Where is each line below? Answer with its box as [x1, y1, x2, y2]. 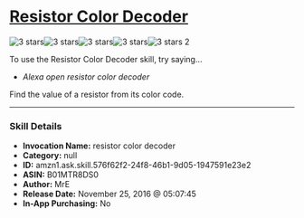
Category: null [22, 150, 78, 161]
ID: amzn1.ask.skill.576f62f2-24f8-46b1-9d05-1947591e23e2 [22, 160, 252, 171]
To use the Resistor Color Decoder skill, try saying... [9, 53, 203, 64]
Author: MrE [22, 179, 71, 190]
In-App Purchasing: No [22, 198, 111, 209]
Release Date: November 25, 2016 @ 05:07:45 [22, 188, 197, 200]
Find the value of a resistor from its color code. [9, 89, 185, 100]
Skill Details [9, 119, 62, 132]
